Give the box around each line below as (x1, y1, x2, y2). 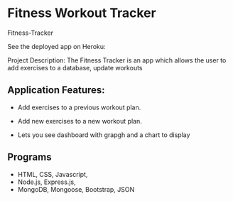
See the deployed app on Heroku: (7, 42, 106, 50)
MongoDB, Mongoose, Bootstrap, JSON (17, 185, 135, 193)
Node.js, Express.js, (17, 178, 76, 186)
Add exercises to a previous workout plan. (17, 103, 141, 112)
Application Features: (7, 84, 105, 97)
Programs (7, 151, 52, 163)
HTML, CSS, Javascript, (17, 170, 88, 178)
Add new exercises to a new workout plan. (17, 116, 142, 125)
